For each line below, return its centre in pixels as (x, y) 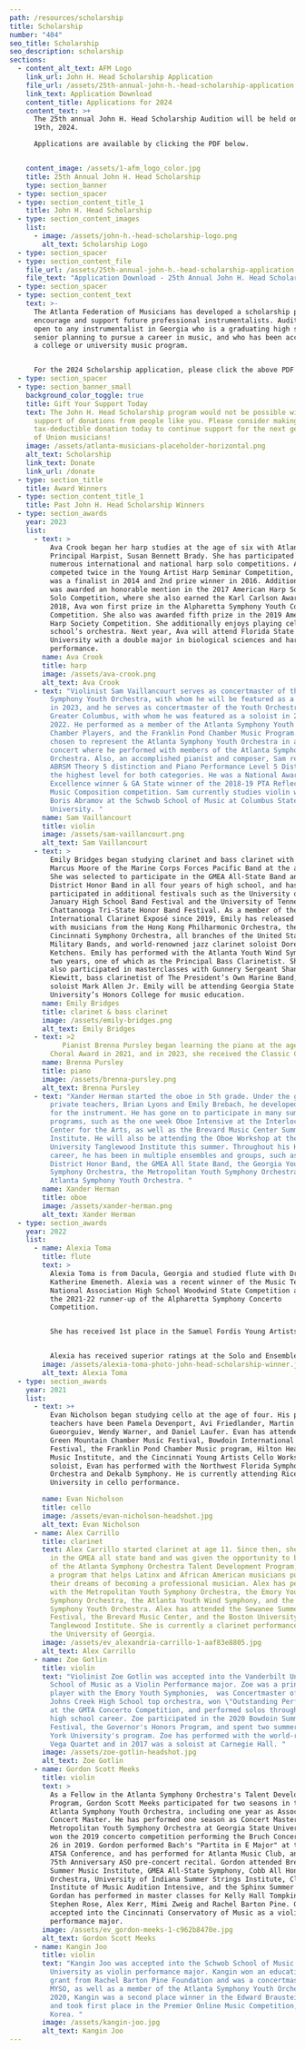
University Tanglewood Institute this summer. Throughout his (170, 1147)
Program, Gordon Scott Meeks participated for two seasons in (170, 1803)
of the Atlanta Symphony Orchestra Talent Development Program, (174, 1567)
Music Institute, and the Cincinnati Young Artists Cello (162, 1457)
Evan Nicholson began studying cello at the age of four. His (170, 1415)
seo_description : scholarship (67, 52)
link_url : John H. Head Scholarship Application (119, 77)
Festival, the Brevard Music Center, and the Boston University (174, 1618)
